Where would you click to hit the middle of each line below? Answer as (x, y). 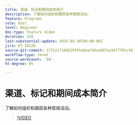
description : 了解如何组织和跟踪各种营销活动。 (48, 14)
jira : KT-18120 (20, 46)
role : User (16, 23)
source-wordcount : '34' (29, 59)
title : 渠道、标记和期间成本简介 (34, 9)
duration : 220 (19, 37)
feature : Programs (23, 18)
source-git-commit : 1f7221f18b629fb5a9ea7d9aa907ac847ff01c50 (69, 50)
